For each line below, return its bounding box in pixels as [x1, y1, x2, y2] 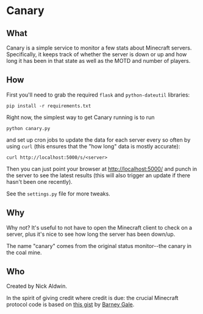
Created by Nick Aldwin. [6, 282, 67, 290]
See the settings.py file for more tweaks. [6, 190, 111, 197]
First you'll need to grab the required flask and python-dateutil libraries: [6, 91, 190, 98]
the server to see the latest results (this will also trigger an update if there [6, 172, 191, 179]
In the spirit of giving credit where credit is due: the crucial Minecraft [6, 294, 179, 302]
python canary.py [6, 125, 51, 131]
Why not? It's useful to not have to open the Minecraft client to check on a [6, 224, 193, 231]
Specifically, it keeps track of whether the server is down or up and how [6, 51, 187, 58]
